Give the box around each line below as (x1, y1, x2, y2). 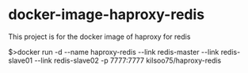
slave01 (8, 56, 33, 65)
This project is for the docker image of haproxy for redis (8, 32, 191, 41)
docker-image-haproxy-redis (8, 6, 205, 24)
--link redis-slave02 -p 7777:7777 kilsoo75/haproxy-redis (34, 56, 222, 65)
